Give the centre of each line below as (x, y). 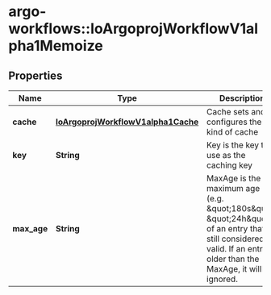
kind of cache (233, 132)
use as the (226, 155)
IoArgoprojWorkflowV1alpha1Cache (127, 122)
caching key (229, 165)
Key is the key (233, 145)
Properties (35, 75)
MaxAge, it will (234, 269)
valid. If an (226, 249)
